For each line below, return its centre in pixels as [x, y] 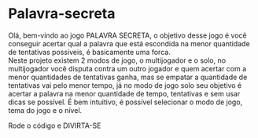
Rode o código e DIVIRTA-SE [55, 125]
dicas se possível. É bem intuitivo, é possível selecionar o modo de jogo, [125, 102]
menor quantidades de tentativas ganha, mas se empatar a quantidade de [128, 77]
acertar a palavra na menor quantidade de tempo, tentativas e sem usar [124, 93]
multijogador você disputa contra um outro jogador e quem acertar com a [127, 68]
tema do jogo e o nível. [45, 110]
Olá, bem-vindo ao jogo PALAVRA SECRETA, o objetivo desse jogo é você [127, 35]
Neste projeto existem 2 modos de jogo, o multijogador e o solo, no [117, 60]
